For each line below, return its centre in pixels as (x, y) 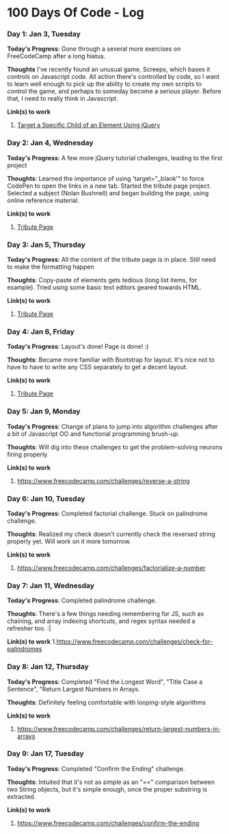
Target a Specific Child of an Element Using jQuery (89, 125)
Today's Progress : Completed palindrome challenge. (82, 600)
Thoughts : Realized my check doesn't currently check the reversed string (111, 534)
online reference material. (43, 200)
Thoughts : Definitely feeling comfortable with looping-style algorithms (107, 702)
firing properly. (28, 454)
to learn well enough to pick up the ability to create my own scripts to (104, 84)
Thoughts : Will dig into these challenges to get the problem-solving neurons (115, 447)
